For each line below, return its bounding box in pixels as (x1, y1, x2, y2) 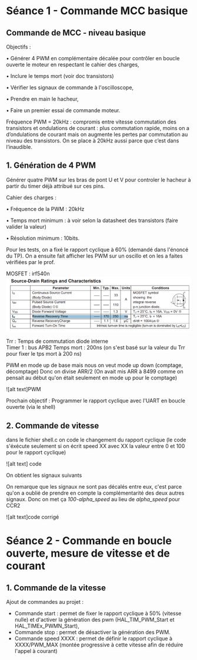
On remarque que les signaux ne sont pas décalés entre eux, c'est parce (6, 483, 182, 490)
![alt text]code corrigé (6, 513, 59, 521)
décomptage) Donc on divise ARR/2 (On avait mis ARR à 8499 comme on (6, 368, 183, 375)
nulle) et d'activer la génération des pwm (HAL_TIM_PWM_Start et (14, 616, 175, 623)
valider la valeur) (6, 223, 47, 230)
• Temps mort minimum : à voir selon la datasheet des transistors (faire (6, 217, 178, 224)
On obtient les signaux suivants (6, 472, 82, 479)
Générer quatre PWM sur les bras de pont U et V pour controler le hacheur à (6, 176, 191, 183)
